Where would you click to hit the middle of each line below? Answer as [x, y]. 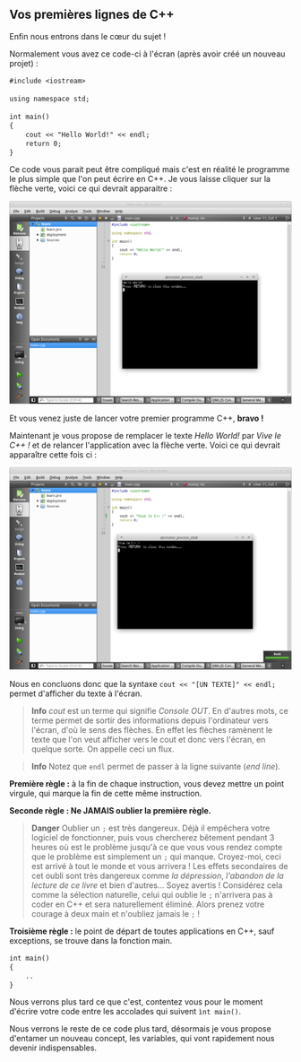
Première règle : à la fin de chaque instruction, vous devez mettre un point [147, 784]
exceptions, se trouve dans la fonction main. [91, 941]
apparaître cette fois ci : [53, 454]
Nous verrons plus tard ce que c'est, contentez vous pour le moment [136, 1002]
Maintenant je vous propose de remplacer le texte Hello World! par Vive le [146, 435]
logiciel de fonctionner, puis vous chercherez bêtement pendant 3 [153, 838]
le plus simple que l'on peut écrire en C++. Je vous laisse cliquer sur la [140, 178]
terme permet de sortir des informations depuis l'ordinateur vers [150, 720]
